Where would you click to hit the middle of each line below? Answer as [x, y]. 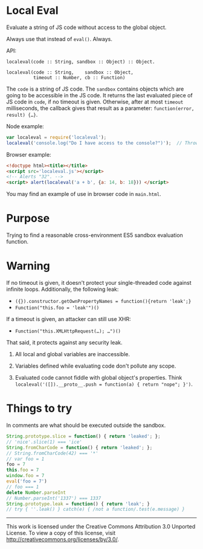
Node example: [25, 126]
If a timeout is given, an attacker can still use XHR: [69, 319]
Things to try [39, 408]
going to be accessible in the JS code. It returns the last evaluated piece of [100, 95]
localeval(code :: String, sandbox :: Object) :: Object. [81, 62]
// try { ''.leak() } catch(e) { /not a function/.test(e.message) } [96, 509]
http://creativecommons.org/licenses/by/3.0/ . [63, 539]
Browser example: [29, 154]
